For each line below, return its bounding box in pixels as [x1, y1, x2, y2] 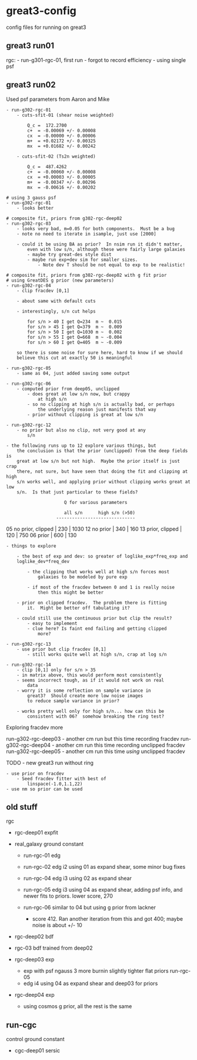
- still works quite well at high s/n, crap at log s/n [27, 651, 167, 657]
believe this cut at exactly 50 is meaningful [16, 355, 133, 361]
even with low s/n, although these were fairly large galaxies [27, 246, 185, 252]
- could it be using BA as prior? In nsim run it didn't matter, [16, 241, 183, 247]
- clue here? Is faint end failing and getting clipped [27, 626, 167, 632]
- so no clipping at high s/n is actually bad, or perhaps [27, 401, 175, 407]
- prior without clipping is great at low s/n [27, 411, 143, 417]
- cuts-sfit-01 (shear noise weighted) [16, 112, 115, 118]
